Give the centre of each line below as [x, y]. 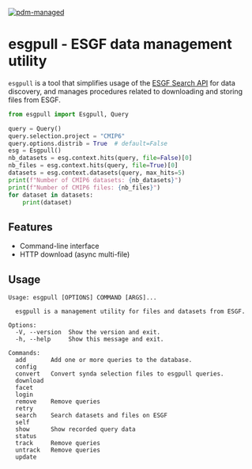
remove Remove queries [58, 402]
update [26, 457]
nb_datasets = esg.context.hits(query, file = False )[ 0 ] [100, 158]
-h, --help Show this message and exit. [90, 339]
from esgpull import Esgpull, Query [68, 114]
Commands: [24, 353]
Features [30, 227]
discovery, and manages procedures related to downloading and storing [126, 91]
